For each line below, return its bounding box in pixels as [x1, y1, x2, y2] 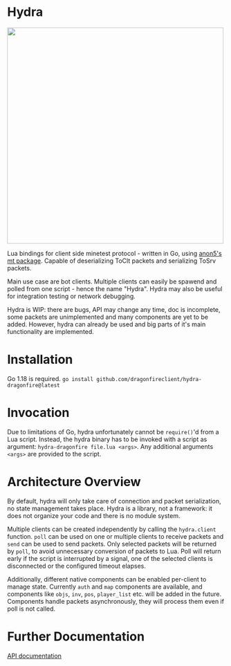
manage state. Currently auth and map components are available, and [7, 582, 203, 591]
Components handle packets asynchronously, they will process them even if [7, 597, 225, 605]
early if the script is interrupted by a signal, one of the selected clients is [7, 554, 213, 562]
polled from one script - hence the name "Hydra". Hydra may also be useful [7, 284, 223, 293]
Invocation [7, 405, 70, 420]
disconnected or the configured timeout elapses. [7, 562, 147, 570]
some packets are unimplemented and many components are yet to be [7, 313, 209, 321]
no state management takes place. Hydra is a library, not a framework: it [7, 504, 213, 512]
